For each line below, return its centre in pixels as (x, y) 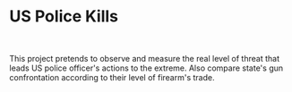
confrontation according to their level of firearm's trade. (112, 77)
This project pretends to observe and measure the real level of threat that (145, 58)
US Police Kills (64, 17)
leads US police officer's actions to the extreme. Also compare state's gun (146, 68)
